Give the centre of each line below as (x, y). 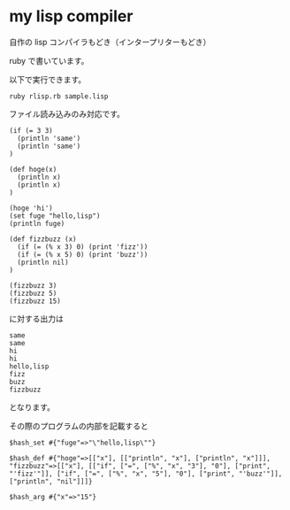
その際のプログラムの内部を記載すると (79, 426)
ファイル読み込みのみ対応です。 (67, 113)
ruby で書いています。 (49, 60)
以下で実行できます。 (48, 79)
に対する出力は (36, 318)
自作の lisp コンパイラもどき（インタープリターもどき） (110, 42)
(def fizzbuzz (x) (43, 239)
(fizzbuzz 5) (33, 293)
